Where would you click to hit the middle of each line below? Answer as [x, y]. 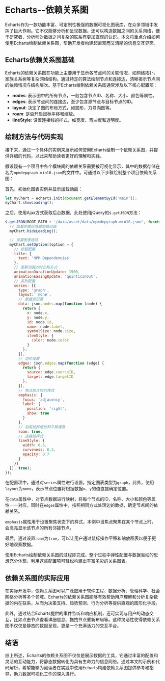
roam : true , [30, 432]
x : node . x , [38, 313]
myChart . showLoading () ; [29, 203]
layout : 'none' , [35, 295]
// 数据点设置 [30, 299]
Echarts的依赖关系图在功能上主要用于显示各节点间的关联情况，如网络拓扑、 [82, 73]
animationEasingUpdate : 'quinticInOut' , [56, 276]
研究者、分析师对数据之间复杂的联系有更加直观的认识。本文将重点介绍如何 [84, 37]
